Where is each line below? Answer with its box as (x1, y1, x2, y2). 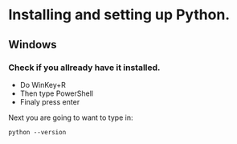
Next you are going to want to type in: (8, 113, 133, 122)
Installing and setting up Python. (8, 6, 231, 24)
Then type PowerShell (19, 88, 94, 98)
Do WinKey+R (19, 80, 67, 89)
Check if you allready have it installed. (8, 62, 161, 73)
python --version (8, 128, 67, 136)
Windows (8, 38, 57, 51)
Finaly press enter (19, 97, 80, 106)
